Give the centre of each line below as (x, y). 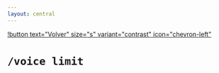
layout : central (31, 14)
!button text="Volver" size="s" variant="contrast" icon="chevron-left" (109, 34)
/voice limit (45, 61)
